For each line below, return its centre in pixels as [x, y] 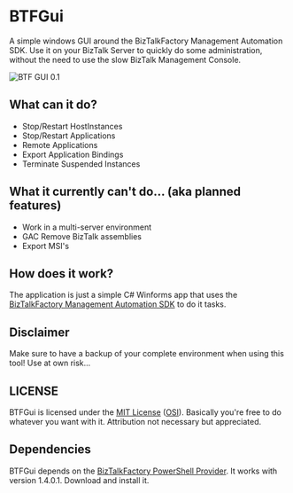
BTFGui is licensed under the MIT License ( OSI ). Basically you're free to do [145, 412]
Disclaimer [39, 332]
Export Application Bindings [73, 154]
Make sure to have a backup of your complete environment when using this [147, 354]
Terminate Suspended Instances [81, 164]
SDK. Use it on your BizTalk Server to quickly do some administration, [136, 50]
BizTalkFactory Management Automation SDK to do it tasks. [118, 304]
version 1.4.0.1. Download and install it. [79, 480]
